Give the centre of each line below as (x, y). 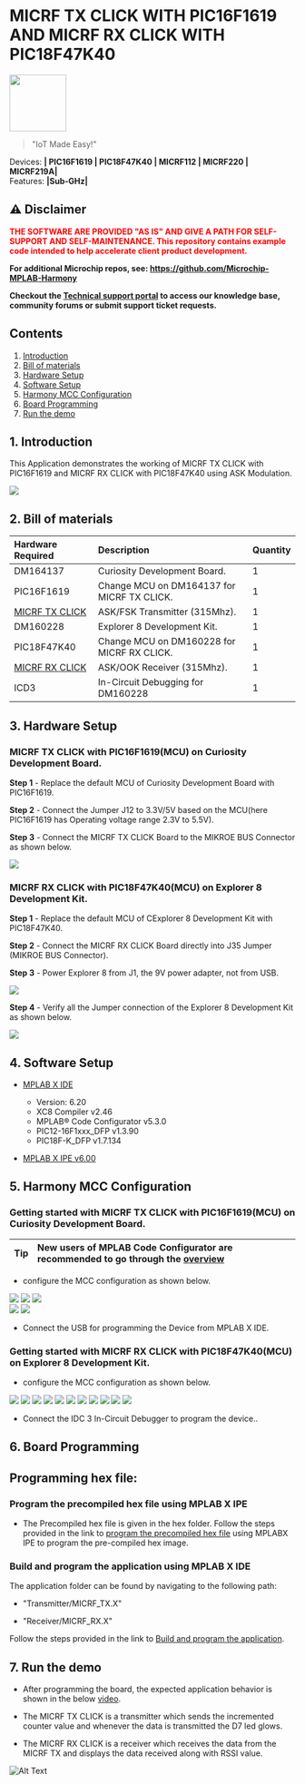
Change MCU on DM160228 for (167, 642)
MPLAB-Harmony (43, 278)
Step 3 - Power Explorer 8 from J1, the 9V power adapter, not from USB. (144, 973)
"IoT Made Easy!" (64, 144)
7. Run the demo (55, 1667)
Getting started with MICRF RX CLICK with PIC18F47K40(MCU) (151, 1351)
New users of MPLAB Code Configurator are (135, 1247)
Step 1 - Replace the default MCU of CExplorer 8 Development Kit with (141, 918)
